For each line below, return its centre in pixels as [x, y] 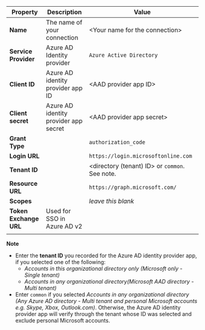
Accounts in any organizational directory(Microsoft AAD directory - [109, 281]
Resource [23, 184]
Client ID [22, 84]
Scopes [21, 201]
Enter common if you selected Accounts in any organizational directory [102, 295]
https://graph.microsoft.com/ [133, 187]
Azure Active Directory [123, 55]
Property [25, 12]
